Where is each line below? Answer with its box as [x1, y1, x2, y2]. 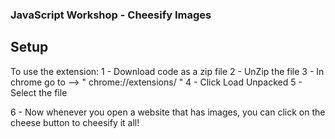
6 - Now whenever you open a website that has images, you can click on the [10, 106, 326, 118]
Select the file [10, 86, 68, 98]
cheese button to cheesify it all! [10, 116, 140, 128]
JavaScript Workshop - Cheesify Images [10, 8, 212, 22]
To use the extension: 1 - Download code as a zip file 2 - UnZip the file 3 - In [10, 65, 325, 77]
